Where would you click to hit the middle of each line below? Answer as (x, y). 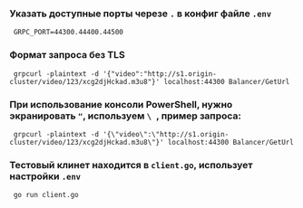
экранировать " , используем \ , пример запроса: (126, 116)
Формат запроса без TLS (67, 55)
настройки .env (45, 176)
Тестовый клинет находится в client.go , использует (131, 165)
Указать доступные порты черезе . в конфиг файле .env (141, 14)
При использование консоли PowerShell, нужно (121, 104)
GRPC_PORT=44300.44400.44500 (68, 33)
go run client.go (46, 195)
